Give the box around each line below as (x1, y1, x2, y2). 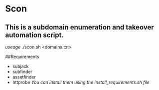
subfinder (12, 68, 32, 74)
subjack (12, 63, 29, 69)
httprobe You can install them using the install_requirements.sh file (12, 79, 150, 85)
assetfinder (12, 74, 36, 80)
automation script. (5, 30, 64, 39)
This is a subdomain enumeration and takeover (5, 23, 154, 31)
